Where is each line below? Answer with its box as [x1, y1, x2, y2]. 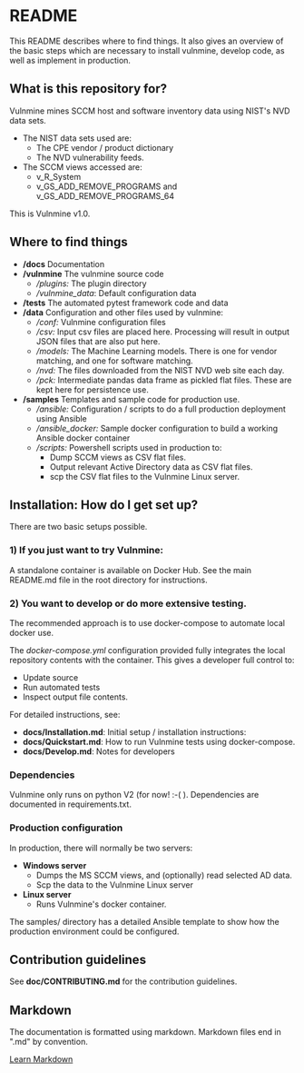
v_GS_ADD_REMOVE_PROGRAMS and [35, 181, 178, 192]
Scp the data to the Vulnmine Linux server [35, 879, 193, 890]
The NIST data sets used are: [22, 133, 132, 144]
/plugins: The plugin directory [35, 278, 147, 289]
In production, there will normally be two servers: [9, 842, 193, 853]
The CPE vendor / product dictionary [35, 142, 174, 153]
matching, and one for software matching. [35, 355, 193, 366]
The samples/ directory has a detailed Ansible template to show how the [9, 916, 279, 927]
